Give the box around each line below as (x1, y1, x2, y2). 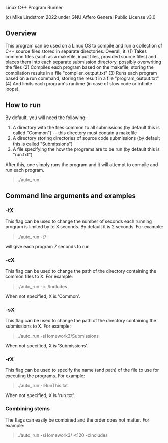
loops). (5, 86, 20, 92)
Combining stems (5, 405, 50, 412)
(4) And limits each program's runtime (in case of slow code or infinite (5, 80, 153, 86)
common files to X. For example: (5, 273, 73, 279)
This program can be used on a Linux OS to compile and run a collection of (5, 42, 163, 49)
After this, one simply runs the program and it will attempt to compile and (5, 161, 158, 168)
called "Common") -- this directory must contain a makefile (12, 130, 137, 136)
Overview (5, 29, 37, 38)
